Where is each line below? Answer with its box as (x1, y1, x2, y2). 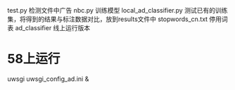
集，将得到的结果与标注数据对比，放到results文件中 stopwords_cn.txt (7, 15, 208, 23)
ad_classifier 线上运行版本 (15, 24, 91, 32)
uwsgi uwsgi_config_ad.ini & (7, 75, 89, 83)
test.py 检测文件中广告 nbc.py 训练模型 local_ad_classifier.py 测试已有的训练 (7, 6, 228, 14)
